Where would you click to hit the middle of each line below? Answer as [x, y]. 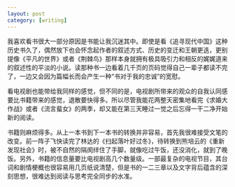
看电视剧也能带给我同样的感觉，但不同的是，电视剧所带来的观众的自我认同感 [117, 91]
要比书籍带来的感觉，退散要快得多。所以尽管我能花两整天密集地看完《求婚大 [117, 99]
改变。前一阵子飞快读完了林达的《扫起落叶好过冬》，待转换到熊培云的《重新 [116, 141]
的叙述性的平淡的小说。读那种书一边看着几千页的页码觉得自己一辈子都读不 [114, 67]
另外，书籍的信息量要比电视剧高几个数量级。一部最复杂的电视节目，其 [120, 158]
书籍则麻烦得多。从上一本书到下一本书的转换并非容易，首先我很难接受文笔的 [117, 132]
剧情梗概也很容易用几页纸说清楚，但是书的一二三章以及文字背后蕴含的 [120, 167]
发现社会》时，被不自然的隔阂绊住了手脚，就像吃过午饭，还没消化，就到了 [114, 150]
